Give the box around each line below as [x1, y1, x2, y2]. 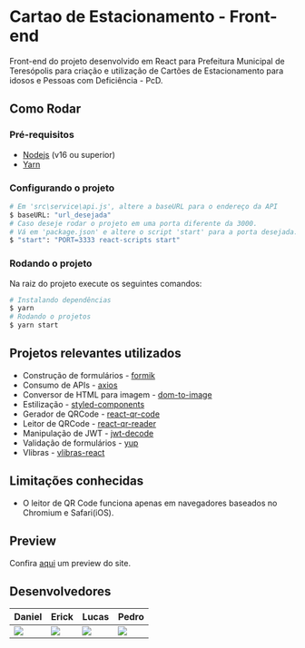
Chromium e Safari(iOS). [22, 506, 114, 518]
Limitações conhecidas [9, 474, 144, 489]
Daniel [14, 611, 43, 623]
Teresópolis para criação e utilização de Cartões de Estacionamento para [9, 65, 284, 76]
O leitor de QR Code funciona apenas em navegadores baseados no [22, 497, 278, 508]
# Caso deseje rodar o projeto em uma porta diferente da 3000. [9, 219, 258, 228]
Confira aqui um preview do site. [9, 557, 132, 568]
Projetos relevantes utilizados [9, 346, 182, 361]
